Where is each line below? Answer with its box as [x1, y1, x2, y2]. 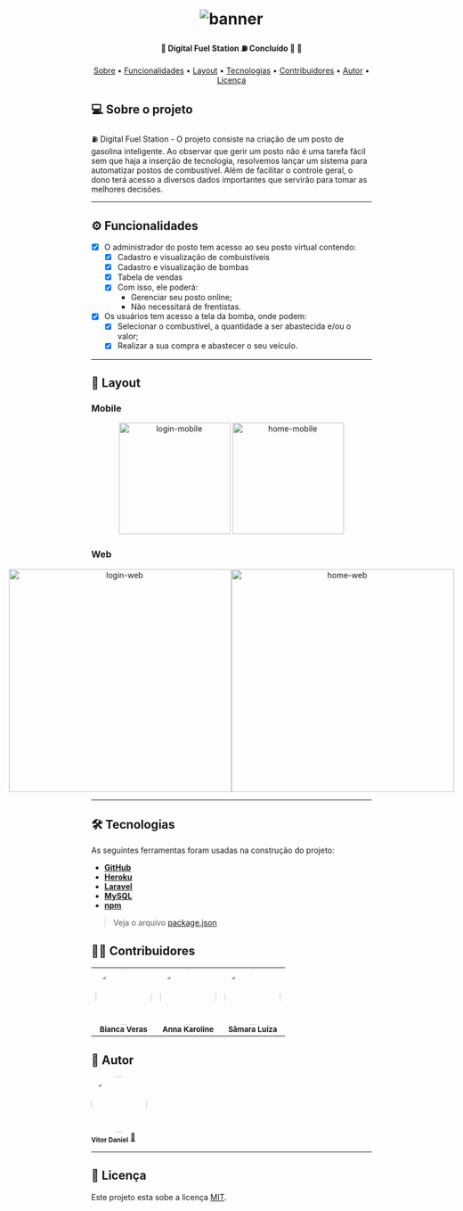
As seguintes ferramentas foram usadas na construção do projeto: [91, 845, 335, 855]
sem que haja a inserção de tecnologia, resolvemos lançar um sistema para [91, 156, 368, 167]
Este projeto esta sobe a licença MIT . [91, 1191, 227, 1202]
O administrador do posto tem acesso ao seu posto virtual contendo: [103, 241, 356, 253]
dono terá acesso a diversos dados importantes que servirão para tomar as [91, 175, 368, 185]
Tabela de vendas [117, 272, 183, 282]
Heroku [103, 871, 133, 882]
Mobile [91, 402, 122, 414]
